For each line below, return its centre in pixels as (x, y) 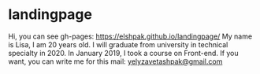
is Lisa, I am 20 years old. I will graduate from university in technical (118, 44)
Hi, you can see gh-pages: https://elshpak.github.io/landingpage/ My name (130, 36)
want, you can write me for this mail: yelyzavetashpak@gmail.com (115, 61)
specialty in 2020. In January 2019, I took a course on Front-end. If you (123, 53)
